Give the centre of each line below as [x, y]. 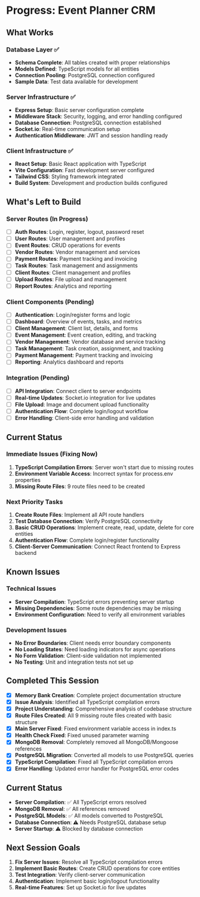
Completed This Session [53, 681]
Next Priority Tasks [35, 502]
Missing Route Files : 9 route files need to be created [80, 486]
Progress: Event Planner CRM [81, 10]
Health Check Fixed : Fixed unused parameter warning [82, 736]
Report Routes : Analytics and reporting [63, 286]
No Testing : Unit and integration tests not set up [74, 662]
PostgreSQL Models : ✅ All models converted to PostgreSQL [89, 816]
